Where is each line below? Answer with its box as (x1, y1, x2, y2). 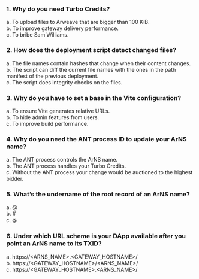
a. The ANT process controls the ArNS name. (6, 156, 118, 163)
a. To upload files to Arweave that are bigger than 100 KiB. (6, 19, 150, 26)
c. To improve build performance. (6, 120, 89, 127)
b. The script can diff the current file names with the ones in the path (6, 66, 176, 73)
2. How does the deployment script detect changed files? (6, 46, 177, 54)
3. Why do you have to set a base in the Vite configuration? (6, 93, 182, 102)
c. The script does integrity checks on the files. (6, 78, 123, 86)
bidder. (6, 175, 24, 183)
